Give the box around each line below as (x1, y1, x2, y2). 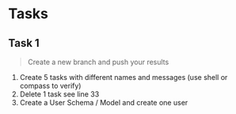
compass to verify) (19, 81, 82, 90)
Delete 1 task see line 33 (19, 89, 100, 99)
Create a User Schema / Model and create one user (19, 98, 188, 107)
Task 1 (8, 36, 40, 50)
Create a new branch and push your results (27, 57, 169, 66)
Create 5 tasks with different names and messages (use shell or (19, 73, 228, 82)
